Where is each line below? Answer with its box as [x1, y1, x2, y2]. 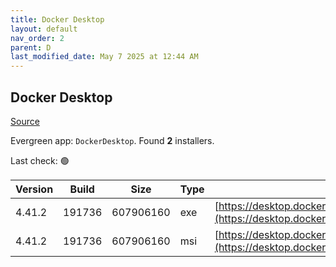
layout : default [10, 24, 78, 34]
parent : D [10, 42, 52, 53]
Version [15, 182, 54, 196]
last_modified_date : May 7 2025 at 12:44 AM [10, 52, 199, 62]
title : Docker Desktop [10, 14, 105, 25]
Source [10, 115, 40, 127]
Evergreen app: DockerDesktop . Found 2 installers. [10, 134, 215, 146]
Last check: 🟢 [10, 154, 70, 166]
